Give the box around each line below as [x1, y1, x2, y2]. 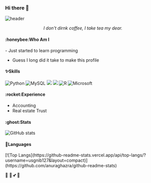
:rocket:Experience [5, 91, 45, 98]
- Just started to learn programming [5, 47, 78, 53]
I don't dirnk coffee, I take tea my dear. [43, 25, 122, 31]
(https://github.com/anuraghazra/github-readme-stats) [5, 163, 117, 169]
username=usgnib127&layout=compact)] [5, 157, 88, 163]
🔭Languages [5, 141, 32, 147]
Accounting [12, 102, 36, 108]
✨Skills [5, 69, 21, 74]
